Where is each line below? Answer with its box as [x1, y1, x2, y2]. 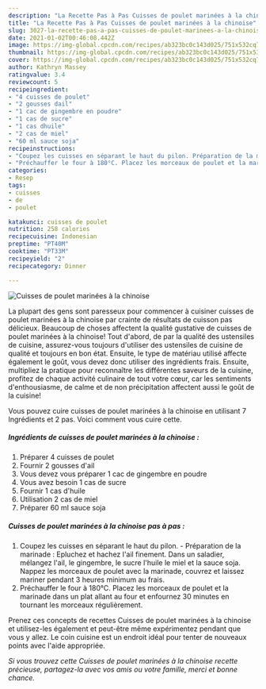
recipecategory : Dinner [8, 262, 87, 270]
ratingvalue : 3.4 [8, 71, 66, 79]
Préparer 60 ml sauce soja [19, 503, 106, 513]
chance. [8, 673, 36, 683]
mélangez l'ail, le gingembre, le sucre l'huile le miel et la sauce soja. [19, 558, 241, 568]
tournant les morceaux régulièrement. [19, 600, 143, 610]
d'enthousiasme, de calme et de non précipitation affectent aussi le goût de [8, 382, 255, 391]
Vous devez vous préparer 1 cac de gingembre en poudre [19, 469, 207, 479]
